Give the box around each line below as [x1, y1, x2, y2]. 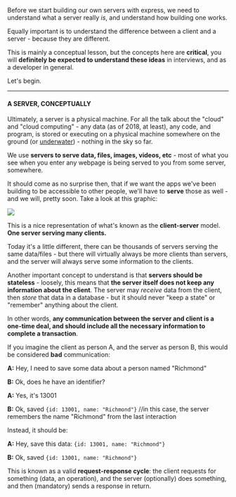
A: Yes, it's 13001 [7, 392, 58, 400]
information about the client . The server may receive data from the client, [7, 286, 223, 295]
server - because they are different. [7, 34, 111, 43]
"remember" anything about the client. [7, 301, 119, 309]
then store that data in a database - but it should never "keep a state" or [7, 293, 216, 302]
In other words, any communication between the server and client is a [7, 314, 214, 323]
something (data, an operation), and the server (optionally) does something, [7, 475, 227, 483]
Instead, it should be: [7, 426, 68, 434]
